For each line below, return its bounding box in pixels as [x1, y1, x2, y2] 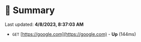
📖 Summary [5, 5, 55, 16]
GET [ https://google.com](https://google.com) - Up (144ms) [12, 31, 136, 37]
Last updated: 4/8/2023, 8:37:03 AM [5, 21, 84, 27]
